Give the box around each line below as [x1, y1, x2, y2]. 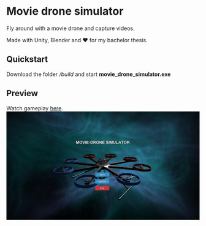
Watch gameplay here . [6, 104, 63, 111]
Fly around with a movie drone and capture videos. [6, 24, 135, 32]
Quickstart [6, 54, 48, 65]
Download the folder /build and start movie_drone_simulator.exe [6, 70, 171, 78]
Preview [6, 88, 39, 99]
